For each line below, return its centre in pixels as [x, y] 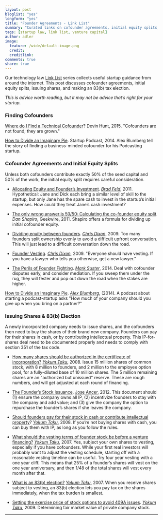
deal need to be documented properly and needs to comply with [84, 342]
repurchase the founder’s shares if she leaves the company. [72, 408]
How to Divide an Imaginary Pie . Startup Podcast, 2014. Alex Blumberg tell [79, 141]
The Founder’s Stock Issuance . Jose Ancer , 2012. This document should [84, 392]
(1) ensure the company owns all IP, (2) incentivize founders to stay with [84, 397]
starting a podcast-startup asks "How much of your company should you [78, 298]
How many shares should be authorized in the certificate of [71, 357]
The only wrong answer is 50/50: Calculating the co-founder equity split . [85, 214]
